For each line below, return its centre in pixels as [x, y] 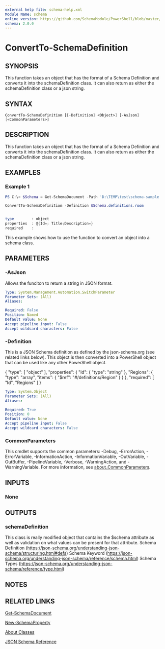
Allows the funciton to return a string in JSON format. [59, 283]
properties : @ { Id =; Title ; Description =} [49, 224]
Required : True [21, 410]
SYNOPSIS [22, 66]
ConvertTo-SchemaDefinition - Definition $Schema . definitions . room [74, 206]
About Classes [20, 632]
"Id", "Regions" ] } [23, 382]
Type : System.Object [26, 391]
